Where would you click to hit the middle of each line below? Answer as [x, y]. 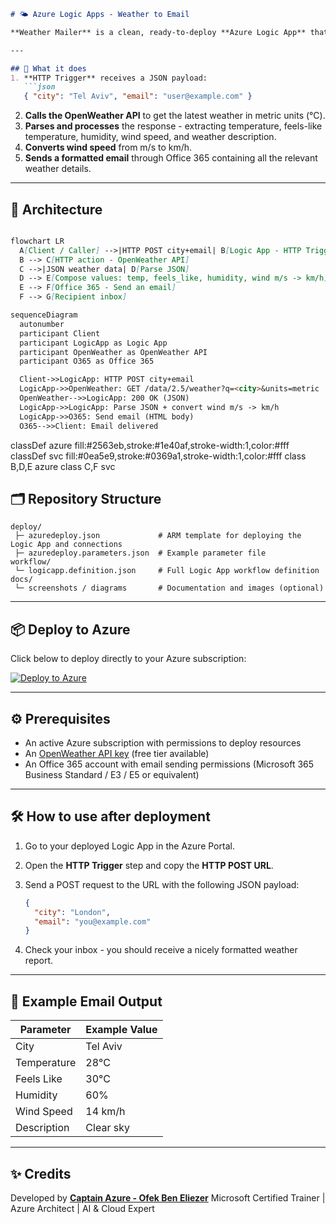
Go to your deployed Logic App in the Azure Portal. [129, 846]
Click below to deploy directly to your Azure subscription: [128, 659]
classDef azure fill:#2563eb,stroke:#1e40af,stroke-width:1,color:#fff [150, 445]
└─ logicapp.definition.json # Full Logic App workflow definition [167, 571]
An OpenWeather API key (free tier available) [117, 753]
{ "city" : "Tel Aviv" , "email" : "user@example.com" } [138, 96]
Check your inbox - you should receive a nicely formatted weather [161, 950]
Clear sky [107, 1128]
